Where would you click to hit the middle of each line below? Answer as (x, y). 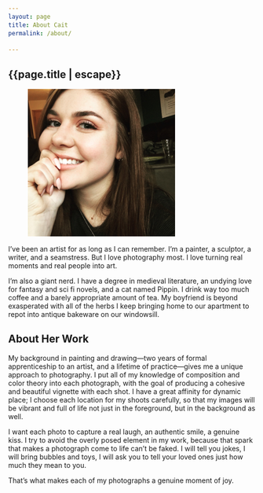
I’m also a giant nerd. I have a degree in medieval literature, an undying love (130, 281)
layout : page (29, 17)
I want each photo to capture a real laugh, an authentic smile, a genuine (124, 432)
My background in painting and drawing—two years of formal (108, 358)
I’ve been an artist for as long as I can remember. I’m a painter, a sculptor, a (130, 249)
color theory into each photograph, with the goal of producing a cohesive (127, 383)
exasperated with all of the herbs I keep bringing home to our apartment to (129, 306)
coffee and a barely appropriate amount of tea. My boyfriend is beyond (123, 298)
